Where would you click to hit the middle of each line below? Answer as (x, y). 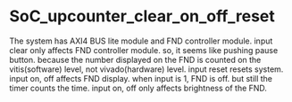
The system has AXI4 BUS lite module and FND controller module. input (141, 41)
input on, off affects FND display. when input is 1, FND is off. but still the (141, 78)
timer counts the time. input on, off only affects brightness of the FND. (138, 88)
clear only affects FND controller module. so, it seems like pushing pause (144, 50)
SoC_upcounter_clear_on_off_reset (142, 16)
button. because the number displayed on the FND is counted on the (135, 59)
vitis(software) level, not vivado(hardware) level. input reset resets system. (146, 69)
